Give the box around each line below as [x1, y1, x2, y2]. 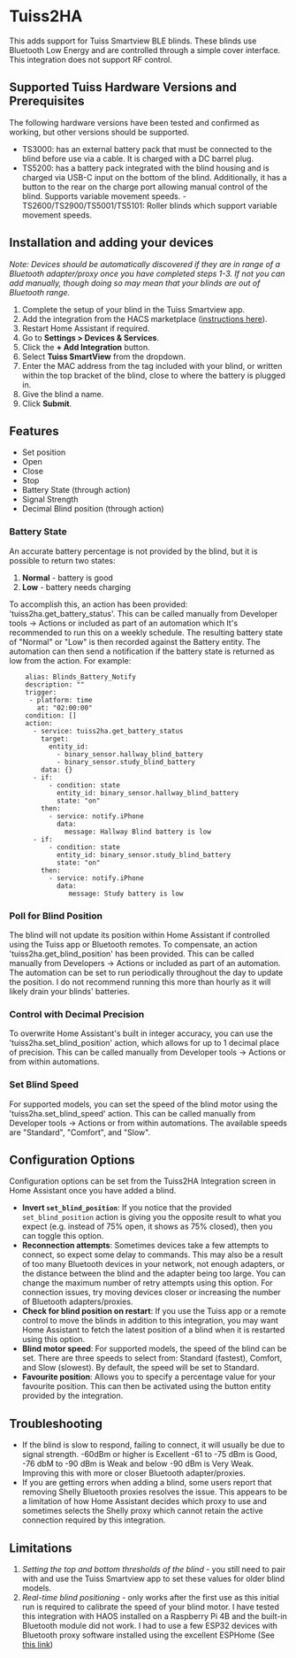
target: [41, 734, 69, 743]
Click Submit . [21, 398, 72, 409]
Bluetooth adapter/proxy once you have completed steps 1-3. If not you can [9, 268, 285, 279]
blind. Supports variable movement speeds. [21, 190, 181, 201]
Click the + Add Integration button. [21, 342, 150, 352]
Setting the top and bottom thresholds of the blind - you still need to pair [21, 1564, 286, 1574]
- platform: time [28, 695, 93, 704]
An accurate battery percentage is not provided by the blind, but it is [9, 546, 258, 557]
